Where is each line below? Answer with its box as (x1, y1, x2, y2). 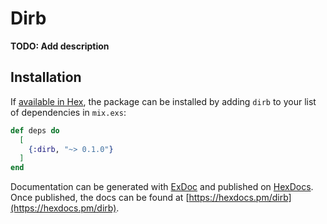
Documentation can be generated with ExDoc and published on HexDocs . (10, 181, 314, 193)
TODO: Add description (10, 40, 110, 52)
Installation (10, 69, 82, 86)
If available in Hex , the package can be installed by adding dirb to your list (10, 95, 317, 107)
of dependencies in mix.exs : (10, 106, 127, 118)
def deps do (10, 125, 60, 136)
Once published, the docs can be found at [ (10, 192, 190, 204)
